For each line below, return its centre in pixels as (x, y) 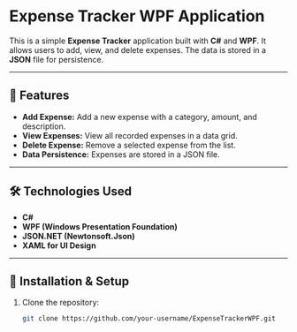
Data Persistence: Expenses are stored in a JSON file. (121, 154)
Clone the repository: (61, 303)
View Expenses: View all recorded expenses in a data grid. (130, 135)
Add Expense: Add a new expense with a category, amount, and (140, 117)
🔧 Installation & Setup (69, 281)
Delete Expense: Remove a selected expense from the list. (129, 145)
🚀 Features (39, 96)
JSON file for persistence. (57, 59)
